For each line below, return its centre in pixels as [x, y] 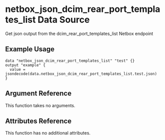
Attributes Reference [38, 121]
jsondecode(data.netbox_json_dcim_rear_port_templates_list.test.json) [81, 74]
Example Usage [30, 49]
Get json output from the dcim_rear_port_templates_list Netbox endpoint [79, 33]
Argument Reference [38, 93]
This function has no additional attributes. [48, 133]
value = [18, 69]
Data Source [64, 20]
